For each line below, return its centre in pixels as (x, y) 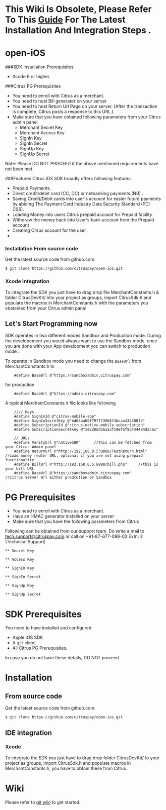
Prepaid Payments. (31, 188)
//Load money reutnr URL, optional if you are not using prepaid (74, 456)
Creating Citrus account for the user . (50, 230)
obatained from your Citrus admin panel (46, 308)
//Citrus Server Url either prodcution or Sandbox (58, 478)
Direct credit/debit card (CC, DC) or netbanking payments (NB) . (78, 194)
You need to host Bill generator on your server (59, 101)
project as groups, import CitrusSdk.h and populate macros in (68, 763)
